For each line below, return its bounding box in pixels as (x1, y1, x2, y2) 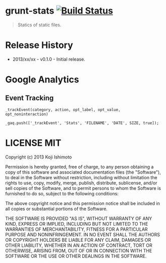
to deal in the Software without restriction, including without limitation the (5, 174, 157, 180)
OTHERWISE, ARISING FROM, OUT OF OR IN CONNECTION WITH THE (5, 247, 152, 253)
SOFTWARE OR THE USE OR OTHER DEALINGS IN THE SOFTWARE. (5, 253, 147, 259)
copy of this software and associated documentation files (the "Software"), (5, 169, 161, 175)
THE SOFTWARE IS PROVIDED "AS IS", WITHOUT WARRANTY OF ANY (5, 215, 152, 222)
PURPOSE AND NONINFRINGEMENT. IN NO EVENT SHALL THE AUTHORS (5, 231, 160, 237)
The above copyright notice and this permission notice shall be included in (5, 200, 160, 206)
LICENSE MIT (5, 137, 62, 149)
